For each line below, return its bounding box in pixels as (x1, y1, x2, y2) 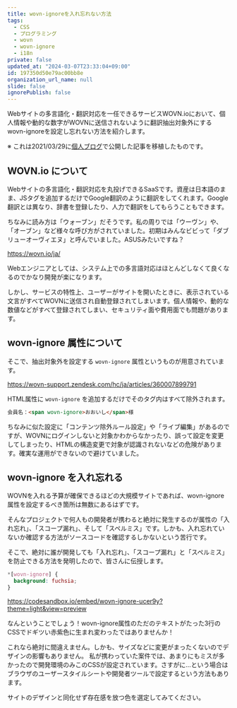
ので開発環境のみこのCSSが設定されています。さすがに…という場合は (25, 661, 229, 669)
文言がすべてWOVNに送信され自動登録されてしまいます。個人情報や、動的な (7, 296, 229, 305)
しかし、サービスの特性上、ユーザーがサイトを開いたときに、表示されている (7, 288, 229, 296)
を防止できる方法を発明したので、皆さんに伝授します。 (7, 557, 167, 565)
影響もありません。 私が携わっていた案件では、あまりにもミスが (31, 651, 219, 661)
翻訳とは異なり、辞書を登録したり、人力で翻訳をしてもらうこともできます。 (7, 202, 228, 211)
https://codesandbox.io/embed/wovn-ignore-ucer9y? (7, 597, 164, 606)
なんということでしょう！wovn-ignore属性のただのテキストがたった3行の (7, 619, 221, 627)
